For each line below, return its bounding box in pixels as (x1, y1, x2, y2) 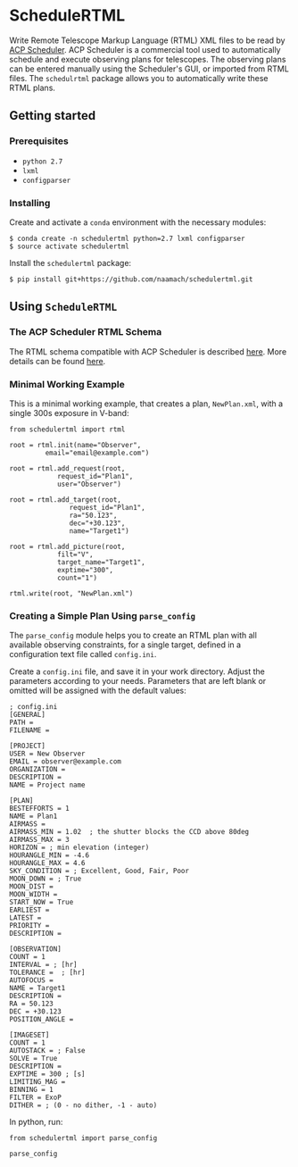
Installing (9, 196, 51, 209)
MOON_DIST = (9, 882, 54, 891)
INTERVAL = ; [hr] (9, 961, 78, 970)
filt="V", (56, 550, 94, 559)
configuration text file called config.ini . (9, 649, 157, 660)
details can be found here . (9, 355, 106, 366)
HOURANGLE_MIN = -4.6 (9, 851, 90, 860)
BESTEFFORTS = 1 (9, 804, 70, 813)
